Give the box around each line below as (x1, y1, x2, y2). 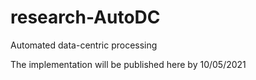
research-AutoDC (10, 6, 161, 29)
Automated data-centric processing (10, 39, 158, 51)
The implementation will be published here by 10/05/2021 (10, 58, 247, 70)
